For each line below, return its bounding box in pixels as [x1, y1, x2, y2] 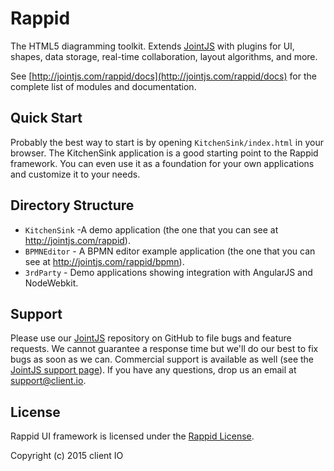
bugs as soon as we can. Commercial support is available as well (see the [10, 353, 315, 366]
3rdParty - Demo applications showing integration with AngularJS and [24, 266, 313, 278]
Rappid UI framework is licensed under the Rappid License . [10, 430, 255, 442]
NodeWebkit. [24, 277, 79, 289]
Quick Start [10, 110, 83, 127]
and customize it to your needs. [10, 168, 141, 180]
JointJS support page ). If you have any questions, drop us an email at [10, 364, 297, 376]
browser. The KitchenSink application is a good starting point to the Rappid [10, 147, 319, 159]
